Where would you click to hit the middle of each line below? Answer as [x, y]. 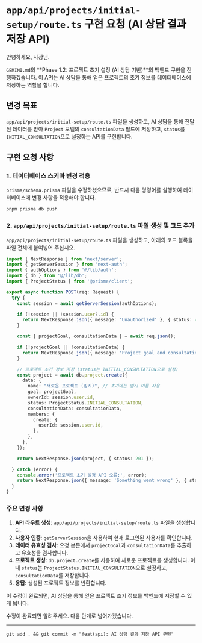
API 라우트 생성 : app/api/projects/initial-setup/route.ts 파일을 [95, 522]
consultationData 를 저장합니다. [53, 576]
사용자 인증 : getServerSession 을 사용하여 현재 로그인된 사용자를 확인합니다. [104, 538]
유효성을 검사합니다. [45, 553]
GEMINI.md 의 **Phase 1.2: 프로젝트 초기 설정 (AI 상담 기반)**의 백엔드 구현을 [96, 70]
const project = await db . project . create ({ [72, 375]
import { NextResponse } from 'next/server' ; [64, 259]
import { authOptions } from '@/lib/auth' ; [62, 270]
